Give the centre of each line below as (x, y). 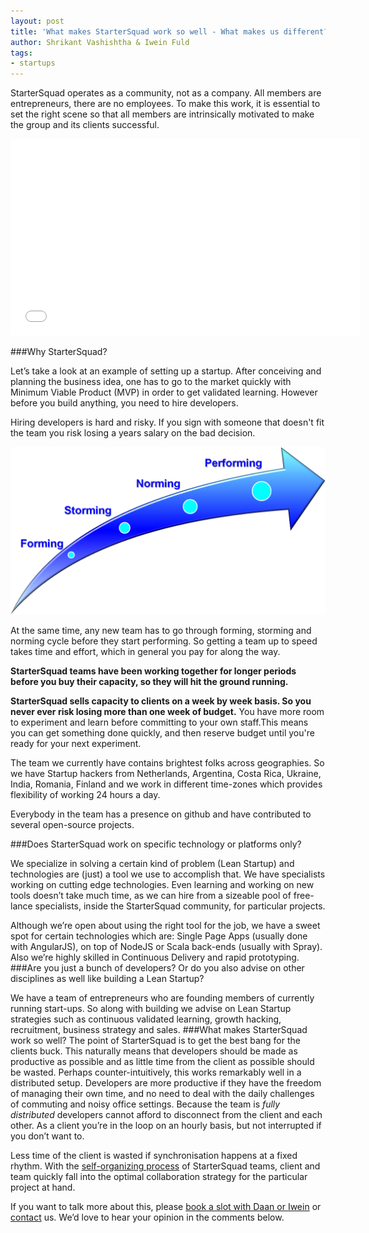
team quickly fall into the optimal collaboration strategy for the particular (159, 1176)
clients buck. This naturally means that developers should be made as (154, 1051)
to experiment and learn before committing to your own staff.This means (159, 722)
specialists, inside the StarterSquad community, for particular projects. (180, 906)
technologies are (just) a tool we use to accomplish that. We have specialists (168, 874)
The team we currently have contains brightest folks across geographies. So (167, 762)
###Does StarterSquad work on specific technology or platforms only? (156, 844)
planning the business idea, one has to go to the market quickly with (151, 382)
